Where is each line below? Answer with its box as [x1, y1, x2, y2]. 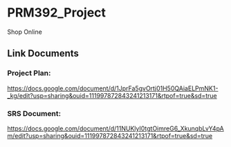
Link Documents [7, 48, 80, 59]
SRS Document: [7, 108, 62, 118]
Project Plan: [7, 68, 51, 78]
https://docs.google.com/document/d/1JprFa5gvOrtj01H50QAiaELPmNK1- [7, 84, 219, 92]
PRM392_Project [7, 5, 106, 21]
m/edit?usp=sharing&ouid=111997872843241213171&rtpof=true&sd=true [7, 131, 213, 139]
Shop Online [7, 28, 43, 36]
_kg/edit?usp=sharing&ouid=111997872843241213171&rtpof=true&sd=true [7, 91, 217, 99]
